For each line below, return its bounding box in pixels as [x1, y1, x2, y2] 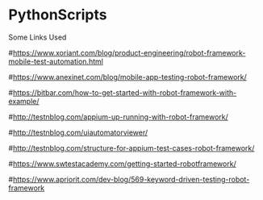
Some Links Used [8, 32, 67, 42]
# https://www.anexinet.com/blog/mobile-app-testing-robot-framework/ [8, 72, 248, 81]
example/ [8, 96, 40, 106]
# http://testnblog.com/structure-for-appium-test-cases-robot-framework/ [8, 143, 255, 152]
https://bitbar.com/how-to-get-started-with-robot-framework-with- [12, 87, 237, 98]
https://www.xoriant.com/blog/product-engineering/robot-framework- [12, 48, 246, 57]
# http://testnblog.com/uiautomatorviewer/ [8, 127, 148, 137]
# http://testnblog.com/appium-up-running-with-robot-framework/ [8, 111, 228, 122]
